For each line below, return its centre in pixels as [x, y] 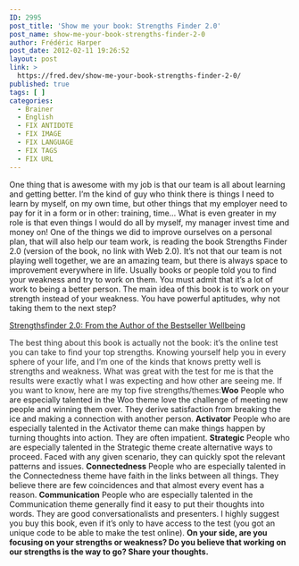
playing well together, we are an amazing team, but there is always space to [149, 260]
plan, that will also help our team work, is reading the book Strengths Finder [148, 241]
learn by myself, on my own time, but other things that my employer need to [149, 203]
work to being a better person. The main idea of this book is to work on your [149, 289]
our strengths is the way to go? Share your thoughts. [109, 552]
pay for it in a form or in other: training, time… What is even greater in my [143, 213]
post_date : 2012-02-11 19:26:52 [69, 51]
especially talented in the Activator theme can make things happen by [137, 428]
